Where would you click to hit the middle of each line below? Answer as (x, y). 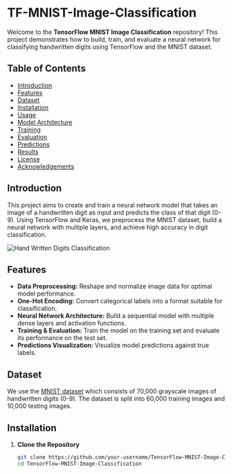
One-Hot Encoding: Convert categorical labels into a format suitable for (120, 301)
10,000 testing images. (39, 406)
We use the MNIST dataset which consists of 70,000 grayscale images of (112, 391)
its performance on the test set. (62, 338)
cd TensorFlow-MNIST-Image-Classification (79, 464)
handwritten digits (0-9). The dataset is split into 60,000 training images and (116, 399)
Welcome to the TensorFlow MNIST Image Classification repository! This (113, 32)
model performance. (46, 294)
